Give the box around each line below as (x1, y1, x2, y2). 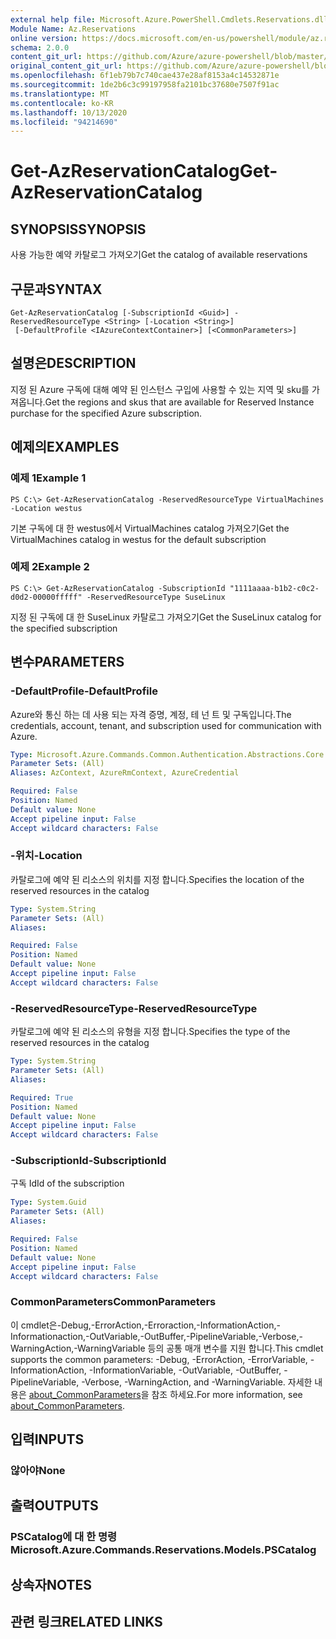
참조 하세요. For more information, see (151, 1388, 303, 1400)
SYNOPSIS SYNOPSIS (10, 221, 147, 238)
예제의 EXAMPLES (10, 439, 120, 456)
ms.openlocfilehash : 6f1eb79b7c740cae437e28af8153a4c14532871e (10, 71, 280, 81)
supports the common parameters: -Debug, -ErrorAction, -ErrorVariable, (10, 1353, 308, 1365)
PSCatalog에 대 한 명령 (10, 1530, 118, 1544)
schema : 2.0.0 (10, 42, 70, 53)
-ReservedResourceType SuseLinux (86, 592, 226, 602)
